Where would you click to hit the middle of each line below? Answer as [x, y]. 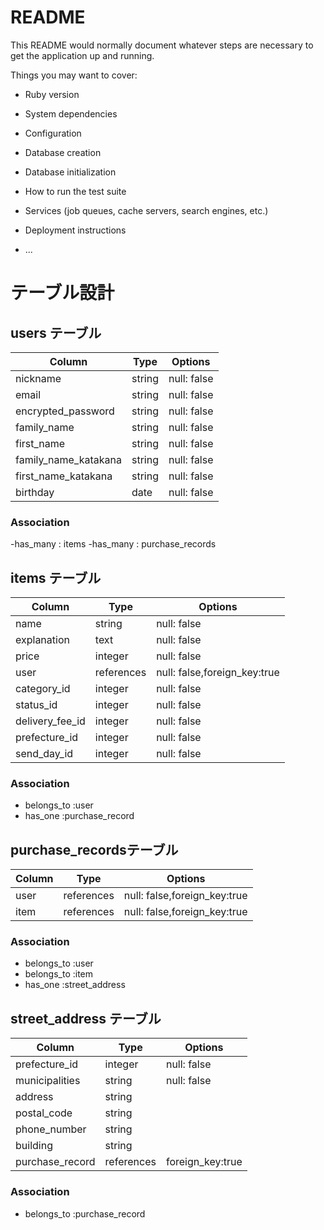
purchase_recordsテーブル [94, 849]
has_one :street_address [75, 985]
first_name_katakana [64, 476]
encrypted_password [65, 411]
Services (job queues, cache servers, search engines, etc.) [146, 210]
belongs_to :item [59, 974]
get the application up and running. [82, 55]
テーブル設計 [62, 293]
